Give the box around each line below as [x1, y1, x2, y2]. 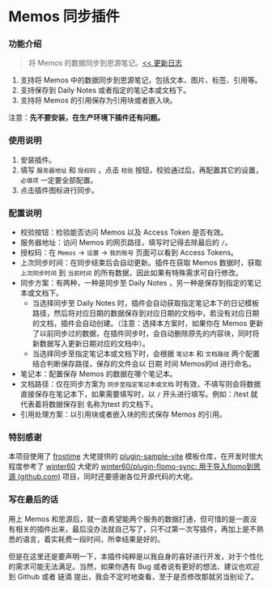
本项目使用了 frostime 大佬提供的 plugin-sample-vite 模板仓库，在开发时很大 [8, 451, 264, 461]
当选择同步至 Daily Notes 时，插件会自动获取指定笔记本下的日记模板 [32, 299, 260, 308]
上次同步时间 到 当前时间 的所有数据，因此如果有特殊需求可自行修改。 [19, 268, 243, 278]
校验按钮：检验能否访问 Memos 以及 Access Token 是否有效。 [19, 227, 228, 237]
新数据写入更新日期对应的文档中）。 [32, 339, 150, 349]
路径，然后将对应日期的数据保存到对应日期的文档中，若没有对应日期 [32, 308, 260, 318]
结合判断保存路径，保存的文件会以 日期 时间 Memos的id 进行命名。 [32, 359, 257, 369]
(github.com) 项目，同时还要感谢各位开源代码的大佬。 [17, 472, 198, 481]
